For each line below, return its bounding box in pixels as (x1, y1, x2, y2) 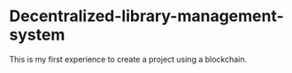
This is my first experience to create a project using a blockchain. (9, 54, 248, 64)
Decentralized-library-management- (9, 6, 285, 26)
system (9, 25, 65, 45)
